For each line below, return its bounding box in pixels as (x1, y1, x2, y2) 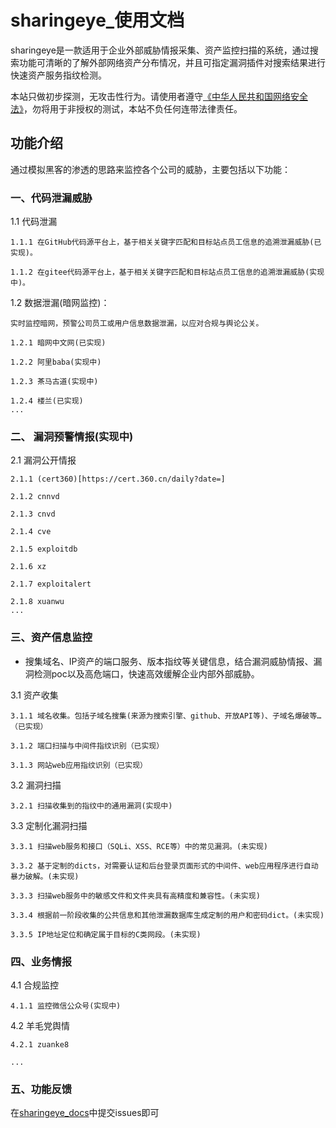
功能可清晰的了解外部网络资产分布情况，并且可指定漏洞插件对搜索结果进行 (18, 56, 326, 68)
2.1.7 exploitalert (10, 579, 92, 590)
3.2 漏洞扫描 (10, 779, 62, 791)
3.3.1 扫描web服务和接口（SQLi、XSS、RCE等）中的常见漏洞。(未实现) (10, 841, 268, 851)
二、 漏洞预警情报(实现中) (10, 429, 134, 443)
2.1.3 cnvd (10, 509, 56, 520)
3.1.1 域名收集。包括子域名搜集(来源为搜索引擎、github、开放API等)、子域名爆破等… (10, 711, 322, 721)
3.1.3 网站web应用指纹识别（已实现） (10, 760, 148, 770)
